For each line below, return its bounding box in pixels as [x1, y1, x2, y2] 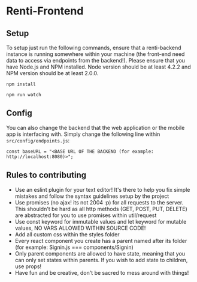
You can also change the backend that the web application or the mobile [6, 124, 185, 131]
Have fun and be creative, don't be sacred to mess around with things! [14, 269, 189, 276]
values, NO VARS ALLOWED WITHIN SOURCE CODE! [14, 224, 146, 231]
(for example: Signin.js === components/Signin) [14, 244, 134, 251]
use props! [14, 263, 42, 270]
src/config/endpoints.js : [6, 136, 70, 144]
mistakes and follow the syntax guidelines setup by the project [14, 192, 169, 200]
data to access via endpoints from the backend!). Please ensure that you [6, 57, 186, 64]
